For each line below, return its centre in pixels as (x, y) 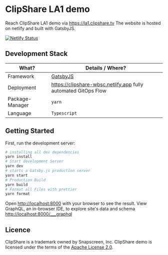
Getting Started (30, 131)
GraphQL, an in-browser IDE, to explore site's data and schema (70, 209)
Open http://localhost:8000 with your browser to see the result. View (76, 203)
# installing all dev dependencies (42, 152)
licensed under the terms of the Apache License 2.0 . (59, 247)
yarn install (19, 157)
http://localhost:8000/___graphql (39, 214)
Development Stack (36, 54)
